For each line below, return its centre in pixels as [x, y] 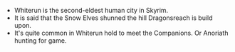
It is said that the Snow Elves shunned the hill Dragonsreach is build [113, 18]
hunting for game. [40, 41]
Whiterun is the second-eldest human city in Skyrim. [91, 10]
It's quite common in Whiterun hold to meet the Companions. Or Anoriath [121, 33]
